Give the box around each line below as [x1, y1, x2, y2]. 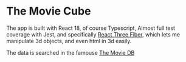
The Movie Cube [6, 4, 91, 18]
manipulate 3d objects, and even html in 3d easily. [6, 37, 132, 44]
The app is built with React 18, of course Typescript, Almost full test [6, 24, 175, 32]
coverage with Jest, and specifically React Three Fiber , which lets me [6, 30, 181, 38]
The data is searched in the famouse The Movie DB [6, 49, 135, 56]
